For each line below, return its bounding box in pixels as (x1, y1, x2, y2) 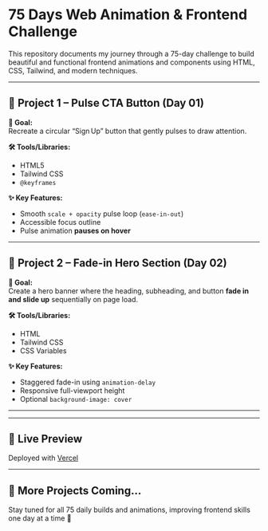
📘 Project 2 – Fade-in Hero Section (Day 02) (8, 257, 227, 270)
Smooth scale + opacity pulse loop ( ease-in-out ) (19, 209, 184, 218)
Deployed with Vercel (8, 453, 78, 463)
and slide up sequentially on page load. (8, 294, 138, 304)
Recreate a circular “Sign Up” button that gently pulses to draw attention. (8, 126, 247, 136)
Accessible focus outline (19, 217, 101, 226)
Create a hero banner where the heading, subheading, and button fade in (8, 285, 250, 296)
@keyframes (19, 179, 57, 187)
